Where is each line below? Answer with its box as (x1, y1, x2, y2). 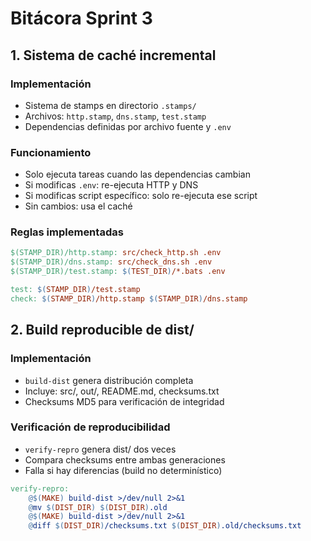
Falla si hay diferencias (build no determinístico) (24, 464, 223, 476)
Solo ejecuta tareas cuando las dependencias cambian (24, 168, 251, 181)
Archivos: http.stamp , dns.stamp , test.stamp (24, 110, 207, 122)
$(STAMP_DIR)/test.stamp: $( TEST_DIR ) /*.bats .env (10, 267, 226, 277)
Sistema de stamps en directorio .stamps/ (24, 99, 197, 111)
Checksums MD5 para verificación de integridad (24, 395, 225, 407)
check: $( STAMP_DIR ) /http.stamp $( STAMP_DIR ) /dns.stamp (10, 293, 248, 304)
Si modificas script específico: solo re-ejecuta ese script (24, 190, 258, 202)
